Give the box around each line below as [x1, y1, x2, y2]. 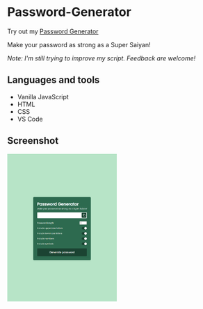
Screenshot [7, 135, 59, 147]
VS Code [17, 115, 43, 123]
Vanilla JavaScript [17, 92, 70, 101]
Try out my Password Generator [7, 27, 99, 35]
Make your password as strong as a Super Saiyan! [7, 40, 151, 49]
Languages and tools [7, 74, 100, 86]
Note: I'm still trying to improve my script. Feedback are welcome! [7, 53, 196, 62]
